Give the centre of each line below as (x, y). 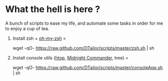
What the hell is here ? (53, 9)
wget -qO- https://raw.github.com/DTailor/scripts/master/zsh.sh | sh (83, 48)
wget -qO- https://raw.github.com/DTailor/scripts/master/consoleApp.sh (88, 67)
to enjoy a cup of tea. (27, 28)
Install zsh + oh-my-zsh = (39, 38)
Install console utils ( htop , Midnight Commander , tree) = (70, 58)
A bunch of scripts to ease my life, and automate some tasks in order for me (84, 23)
